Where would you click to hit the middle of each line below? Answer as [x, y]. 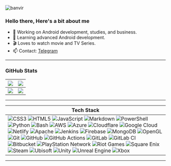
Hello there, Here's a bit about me [48, 21]
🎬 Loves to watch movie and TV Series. [54, 43]
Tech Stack [85, 110]
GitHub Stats [21, 71]
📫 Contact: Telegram [35, 51]
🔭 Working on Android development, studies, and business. [75, 32]
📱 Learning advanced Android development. [59, 38]
